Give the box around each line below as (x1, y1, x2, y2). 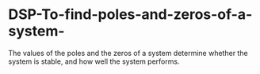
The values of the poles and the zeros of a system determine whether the (8, 48, 248, 57)
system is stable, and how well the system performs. (8, 57, 180, 66)
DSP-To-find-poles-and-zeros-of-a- (8, 6, 253, 24)
